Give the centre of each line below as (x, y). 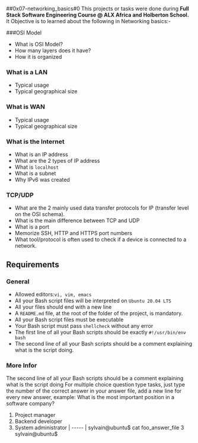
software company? (31, 404)
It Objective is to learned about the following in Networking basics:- (89, 21)
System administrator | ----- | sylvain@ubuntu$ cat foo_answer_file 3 (99, 428)
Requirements (33, 265)
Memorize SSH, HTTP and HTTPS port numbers (73, 233)
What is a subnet (35, 173)
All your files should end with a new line (63, 307)
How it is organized (38, 57)
